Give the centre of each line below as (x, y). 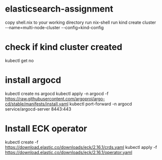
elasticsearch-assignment (59, 9)
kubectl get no (19, 60)
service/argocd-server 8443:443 (38, 109)
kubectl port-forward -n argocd (101, 104)
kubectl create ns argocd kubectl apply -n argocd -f (57, 94)
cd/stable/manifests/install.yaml (37, 104)
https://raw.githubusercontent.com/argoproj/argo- (55, 98)
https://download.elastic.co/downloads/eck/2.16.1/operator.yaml (69, 152)
